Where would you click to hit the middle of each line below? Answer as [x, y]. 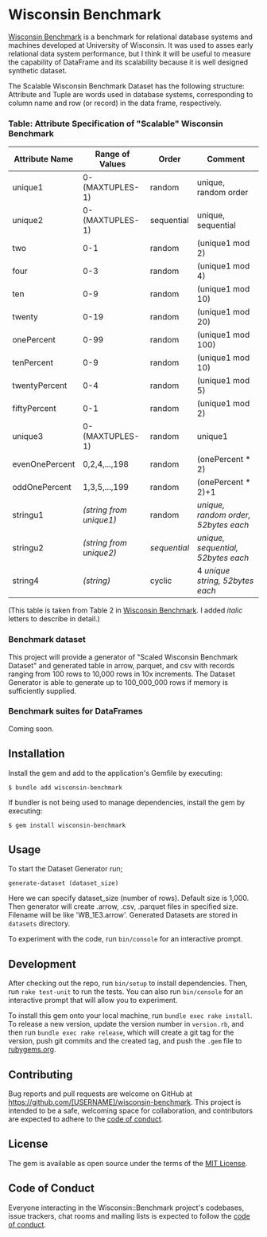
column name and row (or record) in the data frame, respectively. [115, 103]
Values [112, 164]
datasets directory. [39, 924]
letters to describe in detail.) [54, 619]
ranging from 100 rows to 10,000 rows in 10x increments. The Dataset [122, 674]
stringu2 [28, 548]
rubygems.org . [32, 1050]
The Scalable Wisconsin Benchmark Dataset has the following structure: [126, 86]
